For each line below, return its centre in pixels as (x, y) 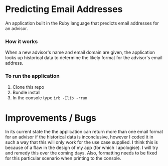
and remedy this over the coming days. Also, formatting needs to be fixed (81, 153)
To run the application (33, 76)
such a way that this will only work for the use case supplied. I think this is (81, 142)
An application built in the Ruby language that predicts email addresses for (82, 23)
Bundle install (26, 92)
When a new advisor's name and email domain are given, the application (80, 52)
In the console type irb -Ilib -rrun (50, 98)
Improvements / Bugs (51, 118)
